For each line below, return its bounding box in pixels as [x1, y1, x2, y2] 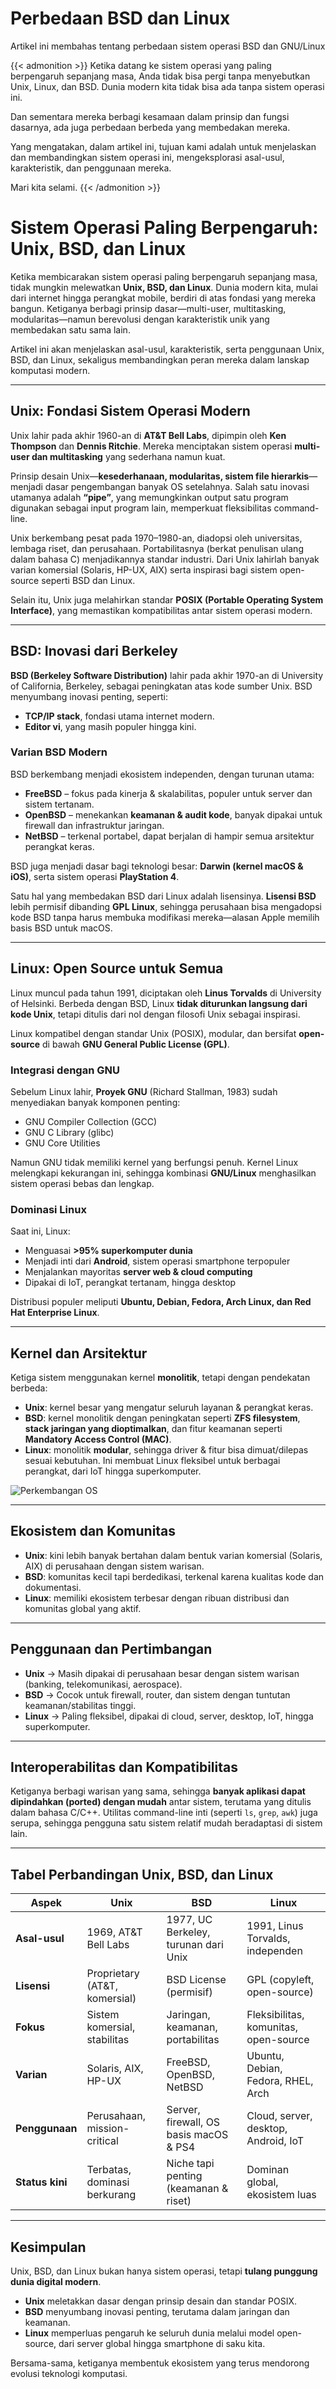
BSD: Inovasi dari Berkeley [10, 643, 178, 660]
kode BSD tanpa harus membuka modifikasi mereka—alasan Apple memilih [10, 911, 320, 923]
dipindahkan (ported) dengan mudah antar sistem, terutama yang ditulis [10, 1796, 312, 1808]
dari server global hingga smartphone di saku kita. [58, 2338, 266, 2350]
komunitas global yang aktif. [24, 1602, 142, 1614]
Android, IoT [246, 2134, 305, 2148]
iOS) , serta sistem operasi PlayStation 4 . [10, 870, 180, 882]
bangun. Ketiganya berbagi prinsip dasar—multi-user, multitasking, [10, 302, 287, 314]
